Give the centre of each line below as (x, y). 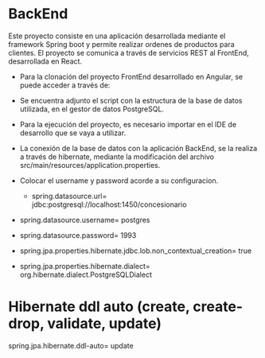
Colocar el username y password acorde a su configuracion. (119, 181)
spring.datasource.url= (69, 196)
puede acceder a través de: (65, 85)
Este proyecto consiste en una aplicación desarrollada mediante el (117, 36)
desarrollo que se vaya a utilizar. (73, 133)
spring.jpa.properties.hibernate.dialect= (85, 266)
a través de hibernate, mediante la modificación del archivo (117, 157)
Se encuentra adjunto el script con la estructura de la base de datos (131, 100)
